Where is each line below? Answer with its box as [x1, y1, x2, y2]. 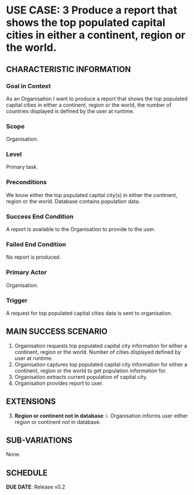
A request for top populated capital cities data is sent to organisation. [6, 309, 172, 317]
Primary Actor [6, 268, 47, 276]
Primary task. [6, 164, 38, 171]
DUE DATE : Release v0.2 [6, 483, 65, 490]
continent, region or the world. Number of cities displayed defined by [14, 348, 181, 355]
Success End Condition [6, 212, 74, 221]
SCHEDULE [6, 467, 48, 478]
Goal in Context [6, 82, 51, 90]
